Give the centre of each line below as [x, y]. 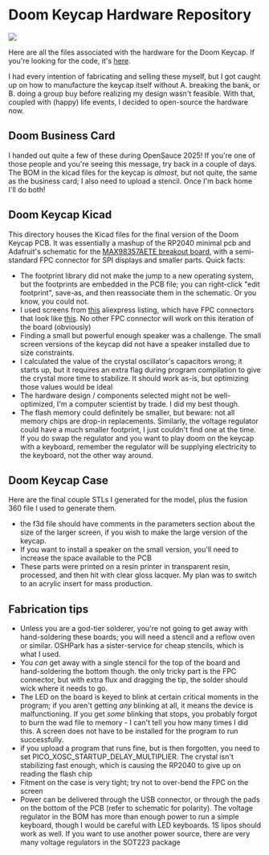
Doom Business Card [62, 136]
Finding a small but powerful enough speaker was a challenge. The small [141, 335]
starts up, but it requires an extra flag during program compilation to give [140, 370]
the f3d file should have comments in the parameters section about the [137, 524]
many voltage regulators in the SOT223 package [100, 842]
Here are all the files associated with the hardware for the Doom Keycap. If [132, 52]
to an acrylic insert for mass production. [86, 584]
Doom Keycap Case [58, 480]
